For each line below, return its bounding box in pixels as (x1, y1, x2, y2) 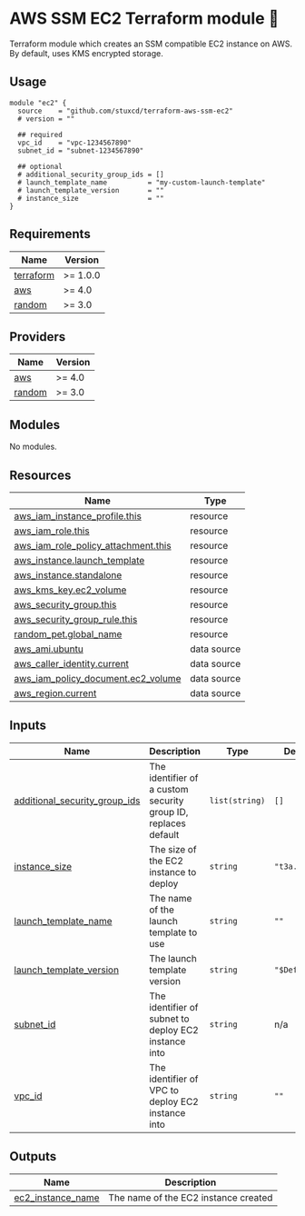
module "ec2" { (9, 98, 67, 107)
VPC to (149, 1083, 180, 1096)
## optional (17, 162, 64, 171)
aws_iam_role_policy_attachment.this (14, 540, 172, 552)
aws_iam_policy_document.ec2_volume (14, 673, 182, 684)
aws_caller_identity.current (14, 658, 130, 670)
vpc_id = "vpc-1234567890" (17, 138, 132, 147)
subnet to (149, 1012, 190, 1025)
